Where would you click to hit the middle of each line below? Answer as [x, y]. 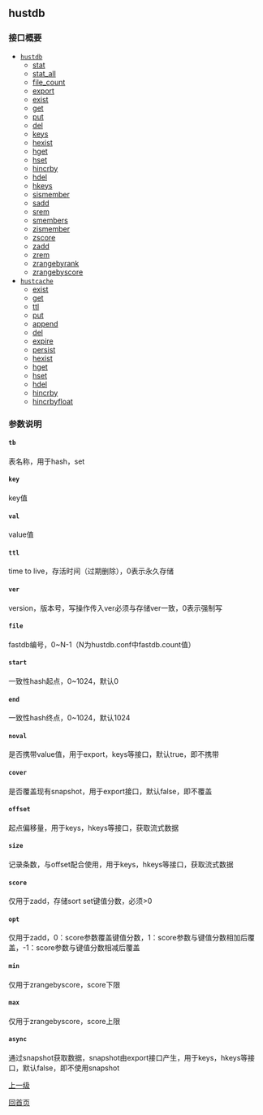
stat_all [44, 73]
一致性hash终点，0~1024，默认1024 [69, 718]
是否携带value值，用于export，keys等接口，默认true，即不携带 [114, 754]
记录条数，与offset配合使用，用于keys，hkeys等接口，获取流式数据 [121, 865]
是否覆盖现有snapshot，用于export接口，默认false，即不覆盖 [110, 791]
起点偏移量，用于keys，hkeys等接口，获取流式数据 [94, 828]
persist [44, 349]
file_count [49, 82]
